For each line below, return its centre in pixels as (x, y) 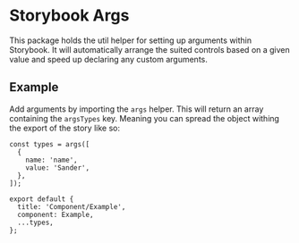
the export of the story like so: (65, 128)
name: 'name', (51, 160)
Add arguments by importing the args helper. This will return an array (137, 109)
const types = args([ (50, 144)
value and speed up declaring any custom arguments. (108, 59)
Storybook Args (69, 16)
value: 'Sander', (58, 168)
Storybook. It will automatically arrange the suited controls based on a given (150, 49)
